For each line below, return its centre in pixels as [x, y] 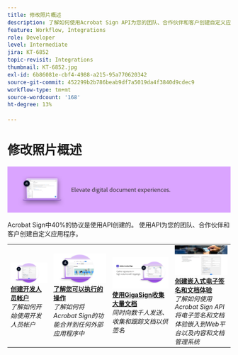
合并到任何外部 [81, 325]
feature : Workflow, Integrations [57, 30]
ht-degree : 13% [30, 105]
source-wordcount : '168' [44, 97]
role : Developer [31, 38]
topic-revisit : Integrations [50, 60]
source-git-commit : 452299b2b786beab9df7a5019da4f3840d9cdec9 [101, 82]
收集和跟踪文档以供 [140, 321]
